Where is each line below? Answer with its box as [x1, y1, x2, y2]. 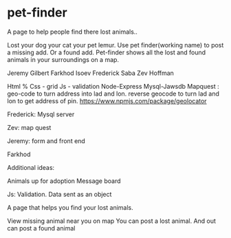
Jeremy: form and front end [7, 136, 86, 145]
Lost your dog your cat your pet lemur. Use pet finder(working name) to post [7, 41, 224, 49]
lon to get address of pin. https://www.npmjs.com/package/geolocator [7, 96, 208, 105]
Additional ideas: [7, 163, 55, 171]
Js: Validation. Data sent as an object [7, 190, 112, 198]
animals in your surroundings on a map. [7, 55, 119, 63]
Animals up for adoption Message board [7, 177, 122, 185]
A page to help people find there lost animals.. [7, 28, 137, 36]
